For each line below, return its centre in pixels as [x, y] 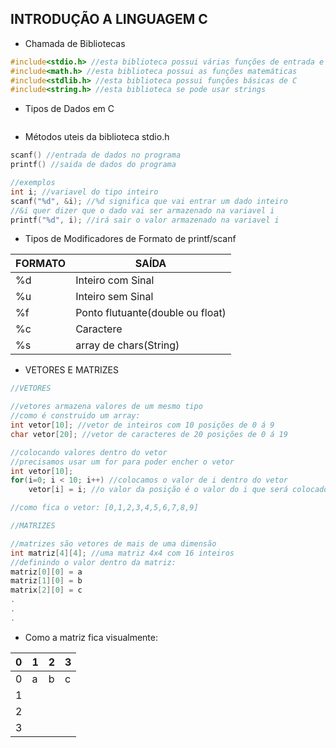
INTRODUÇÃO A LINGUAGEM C [109, 19]
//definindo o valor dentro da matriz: [93, 562]
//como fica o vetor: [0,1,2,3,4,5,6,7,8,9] [104, 508]
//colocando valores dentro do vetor [89, 452]
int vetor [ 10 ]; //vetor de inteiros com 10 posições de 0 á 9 [142, 425]
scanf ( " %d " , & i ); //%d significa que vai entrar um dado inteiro [149, 201]
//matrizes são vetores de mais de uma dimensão [113, 543]
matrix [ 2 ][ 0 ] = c [46, 590]
